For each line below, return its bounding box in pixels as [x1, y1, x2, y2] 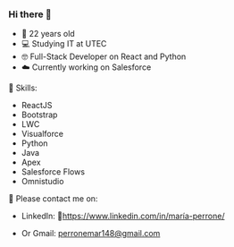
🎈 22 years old [21, 29, 75, 39]
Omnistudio [21, 176, 64, 187]
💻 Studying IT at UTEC [21, 38, 107, 49]
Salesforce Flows [21, 166, 86, 177]
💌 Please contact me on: [8, 193, 98, 204]
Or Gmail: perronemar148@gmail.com [21, 228, 161, 239]
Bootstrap [21, 109, 58, 120]
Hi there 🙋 [8, 8, 53, 21]
